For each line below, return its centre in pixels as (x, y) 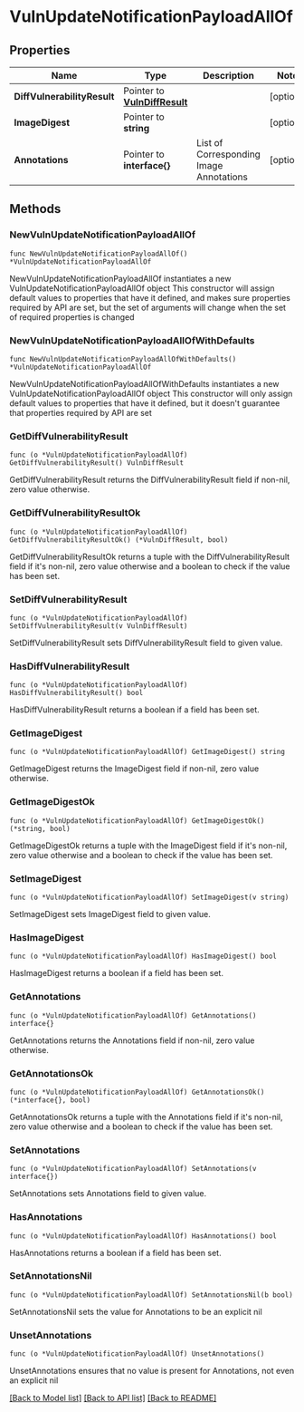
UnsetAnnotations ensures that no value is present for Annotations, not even (152, 1371)
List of (209, 143)
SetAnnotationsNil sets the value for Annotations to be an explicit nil (136, 1311)
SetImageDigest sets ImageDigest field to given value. (110, 914)
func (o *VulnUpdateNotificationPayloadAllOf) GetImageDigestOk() (137, 821)
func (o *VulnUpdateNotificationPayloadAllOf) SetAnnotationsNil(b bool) (152, 1295)
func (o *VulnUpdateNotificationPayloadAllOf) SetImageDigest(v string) (149, 898)
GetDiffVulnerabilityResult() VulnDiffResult (96, 463)
